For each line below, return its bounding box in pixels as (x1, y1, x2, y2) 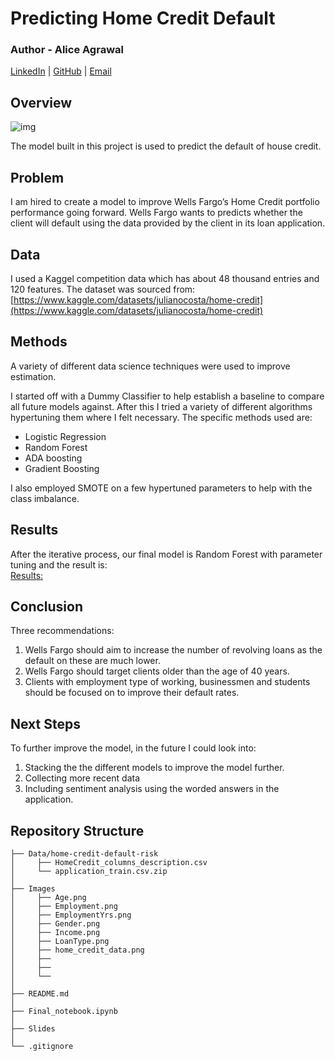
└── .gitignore (10, 1041, 74, 1051)
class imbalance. (10, 492, 80, 504)
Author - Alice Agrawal (10, 43, 124, 57)
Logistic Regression (24, 430, 107, 442)
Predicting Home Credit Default (10, 7, 276, 30)
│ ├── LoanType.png (10, 936, 110, 946)
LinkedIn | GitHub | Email (10, 65, 112, 77)
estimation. (10, 370, 57, 382)
